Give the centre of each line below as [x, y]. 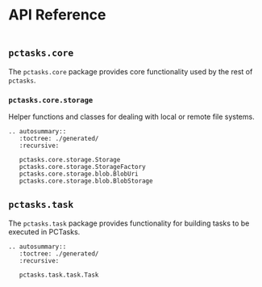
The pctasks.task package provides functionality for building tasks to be [129, 223]
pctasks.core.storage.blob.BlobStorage [86, 181]
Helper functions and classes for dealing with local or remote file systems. [132, 117]
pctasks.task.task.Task [59, 275]
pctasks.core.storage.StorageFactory [83, 167]
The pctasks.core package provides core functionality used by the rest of [131, 71]
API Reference [57, 15]
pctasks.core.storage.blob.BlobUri [79, 174]
